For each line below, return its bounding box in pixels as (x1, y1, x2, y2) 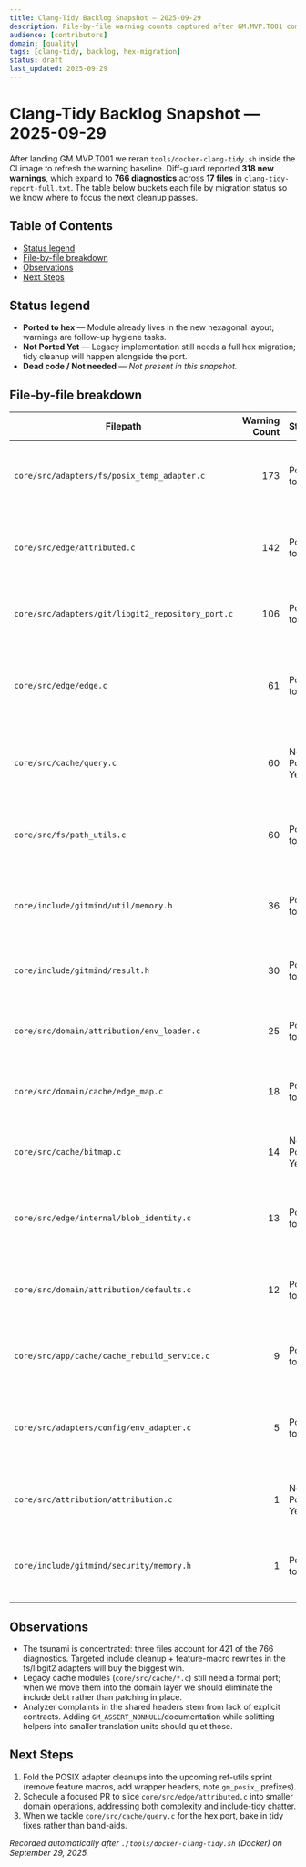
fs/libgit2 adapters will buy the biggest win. (22, 1663, 185, 1674)
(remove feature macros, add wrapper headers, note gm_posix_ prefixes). (22, 1780, 297, 1792)
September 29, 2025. (9, 1847, 89, 1858)
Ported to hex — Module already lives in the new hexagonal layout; (22, 322, 275, 333)
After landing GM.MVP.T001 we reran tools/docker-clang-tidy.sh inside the (9, 152, 296, 164)
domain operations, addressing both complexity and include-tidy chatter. (22, 1800, 297, 1811)
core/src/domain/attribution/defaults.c (14, 1285, 191, 1295)
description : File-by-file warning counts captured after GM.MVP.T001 (9, 22, 283, 31)
